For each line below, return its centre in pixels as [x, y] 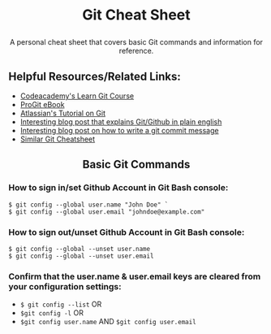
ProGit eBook [42, 104]
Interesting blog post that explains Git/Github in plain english [121, 122]
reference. [136, 51]
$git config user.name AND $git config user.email [108, 322]
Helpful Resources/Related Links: [95, 76]
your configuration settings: [65, 286]
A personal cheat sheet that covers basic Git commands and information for [136, 42]
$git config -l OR [52, 313]
